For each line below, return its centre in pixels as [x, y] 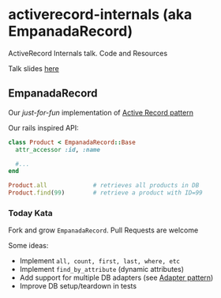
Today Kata [30, 213]
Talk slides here [34, 68]
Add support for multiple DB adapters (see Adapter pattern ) [116, 277]
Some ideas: [28, 246]
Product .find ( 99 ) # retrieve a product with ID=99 [105, 193]
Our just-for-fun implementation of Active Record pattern [101, 112]
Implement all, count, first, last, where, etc [99, 261]
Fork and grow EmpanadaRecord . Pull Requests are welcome [103, 230]
